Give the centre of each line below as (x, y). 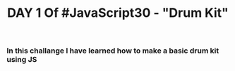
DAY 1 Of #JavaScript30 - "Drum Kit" (118, 13)
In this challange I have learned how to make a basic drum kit (113, 51)
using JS (22, 59)
